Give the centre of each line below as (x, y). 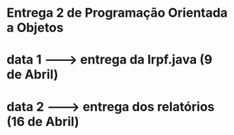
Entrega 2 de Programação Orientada (117, 13)
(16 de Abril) (43, 121)
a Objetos (35, 28)
